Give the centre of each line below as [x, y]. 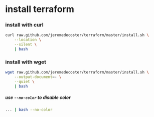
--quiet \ [25, 82]
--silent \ [26, 44]
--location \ [28, 40]
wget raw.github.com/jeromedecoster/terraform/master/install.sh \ [77, 72]
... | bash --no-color [29, 109]
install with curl [24, 25]
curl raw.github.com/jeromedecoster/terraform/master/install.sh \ [77, 35]
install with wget [26, 62]
